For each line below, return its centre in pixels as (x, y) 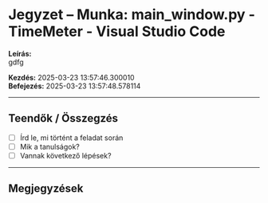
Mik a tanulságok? (49, 146)
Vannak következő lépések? (65, 155)
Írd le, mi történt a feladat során (71, 138)
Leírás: (20, 53)
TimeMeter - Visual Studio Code (117, 31)
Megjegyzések (46, 189)
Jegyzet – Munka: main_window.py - (132, 15)
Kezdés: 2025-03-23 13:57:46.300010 (71, 77)
